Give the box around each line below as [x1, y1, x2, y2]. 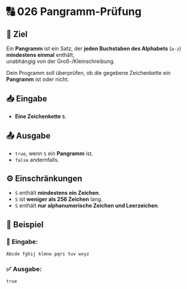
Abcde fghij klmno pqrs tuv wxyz [6, 251, 90, 257]
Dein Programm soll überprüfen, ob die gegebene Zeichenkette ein [6, 70, 171, 76]
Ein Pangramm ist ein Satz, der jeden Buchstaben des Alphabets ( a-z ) [6, 45, 182, 52]
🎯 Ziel [6, 29, 28, 39]
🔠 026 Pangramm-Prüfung [6, 5, 142, 19]
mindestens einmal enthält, [6, 52, 75, 58]
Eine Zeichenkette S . [14, 113, 67, 120]
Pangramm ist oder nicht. [6, 76, 69, 83]
